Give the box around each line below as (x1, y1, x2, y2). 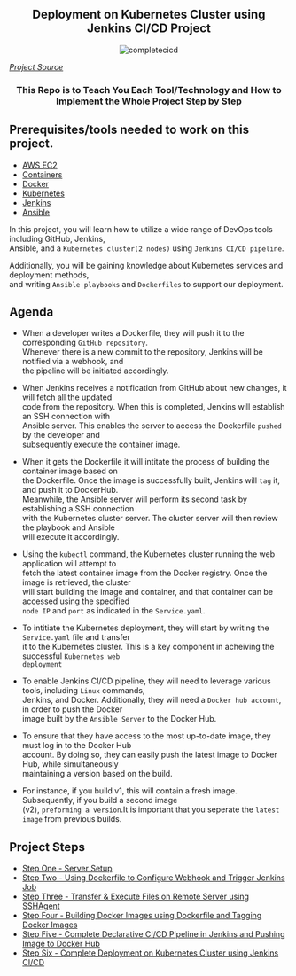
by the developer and (21, 430, 100, 441)
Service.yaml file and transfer (21, 632, 130, 643)
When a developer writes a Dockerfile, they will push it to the (21, 328, 245, 339)
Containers (21, 168, 63, 180)
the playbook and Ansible (21, 522, 115, 533)
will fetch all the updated (21, 392, 113, 402)
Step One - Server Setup (21, 863, 113, 874)
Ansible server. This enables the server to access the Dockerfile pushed (21, 420, 282, 431)
